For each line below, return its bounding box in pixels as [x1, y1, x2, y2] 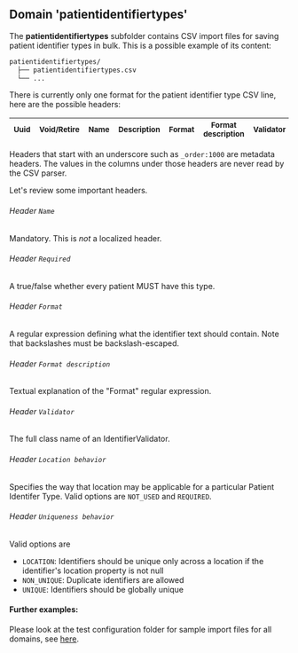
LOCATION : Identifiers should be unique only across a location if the [21, 555, 264, 566]
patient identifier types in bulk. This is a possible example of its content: [9, 40, 272, 51]
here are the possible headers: [9, 99, 122, 110]
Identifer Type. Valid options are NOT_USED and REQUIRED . [9, 491, 212, 501]
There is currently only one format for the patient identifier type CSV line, [9, 90, 277, 100]
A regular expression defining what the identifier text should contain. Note [9, 328, 279, 340]
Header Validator [9, 405, 75, 416]
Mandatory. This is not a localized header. [9, 232, 162, 243]
